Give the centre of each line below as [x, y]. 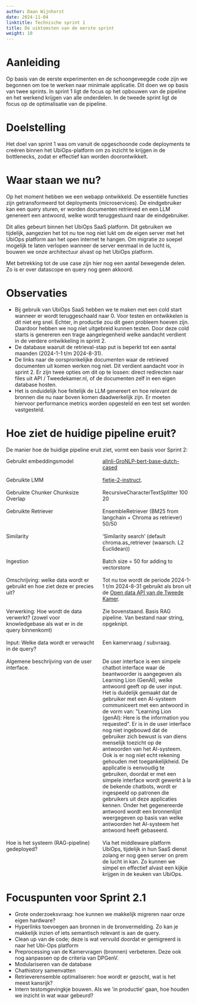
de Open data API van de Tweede [143, 592]
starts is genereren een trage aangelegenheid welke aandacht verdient [100, 334]
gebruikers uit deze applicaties [140, 799]
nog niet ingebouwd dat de [135, 730]
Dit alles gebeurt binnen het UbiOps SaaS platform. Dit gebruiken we [89, 227]
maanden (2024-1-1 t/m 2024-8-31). [59, 353]
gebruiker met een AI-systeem [139, 699]
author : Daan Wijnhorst [35, 11]
